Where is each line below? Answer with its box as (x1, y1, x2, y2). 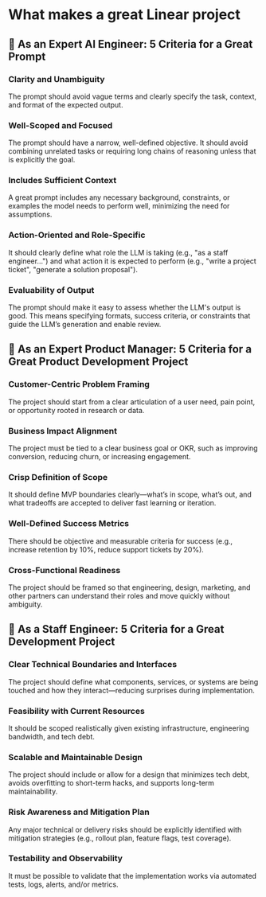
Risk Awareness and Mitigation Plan (8, 806, 150, 817)
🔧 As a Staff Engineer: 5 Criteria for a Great (8, 622, 225, 636)
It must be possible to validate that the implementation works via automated (8, 871, 257, 880)
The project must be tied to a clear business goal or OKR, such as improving (8, 443, 258, 453)
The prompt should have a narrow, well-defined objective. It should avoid (8, 138, 248, 148)
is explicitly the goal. (8, 155, 76, 165)
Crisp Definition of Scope (8, 471, 108, 482)
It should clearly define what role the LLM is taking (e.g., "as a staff (8, 248, 229, 257)
